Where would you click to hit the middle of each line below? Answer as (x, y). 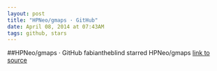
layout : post (26, 14)
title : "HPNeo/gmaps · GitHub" (53, 20)
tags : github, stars (37, 33)
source (17, 61)
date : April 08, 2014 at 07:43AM (56, 26)
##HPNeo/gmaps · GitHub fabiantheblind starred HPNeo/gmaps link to (109, 53)
